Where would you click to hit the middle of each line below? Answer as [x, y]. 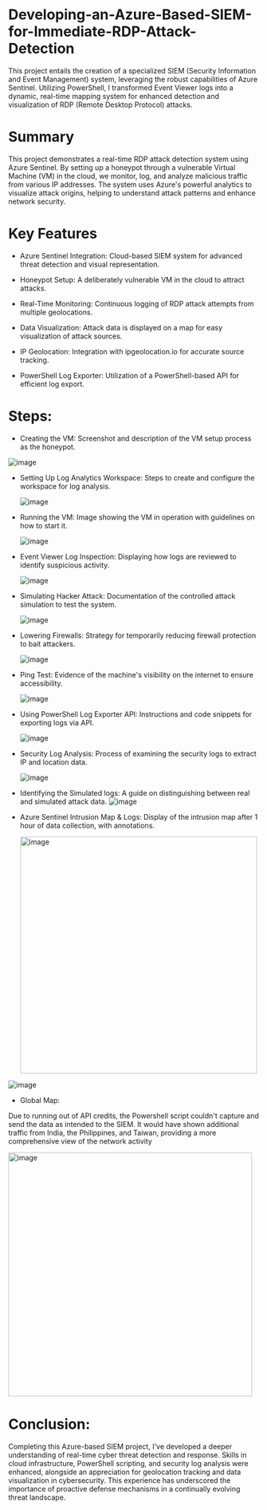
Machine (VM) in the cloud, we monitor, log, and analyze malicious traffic [128, 176]
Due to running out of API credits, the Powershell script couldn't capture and [133, 1116]
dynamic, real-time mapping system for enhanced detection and [114, 96]
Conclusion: [49, 1424]
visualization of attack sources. [71, 336]
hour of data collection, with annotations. [87, 825]
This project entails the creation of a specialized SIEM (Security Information [132, 70]
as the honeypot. [47, 447]
